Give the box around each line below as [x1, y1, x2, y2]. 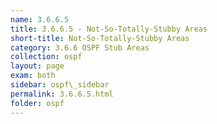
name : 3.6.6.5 [10, 14, 70, 25]
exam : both [10, 71, 56, 81]
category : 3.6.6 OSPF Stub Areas [10, 42, 150, 53]
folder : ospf [10, 98, 65, 108]
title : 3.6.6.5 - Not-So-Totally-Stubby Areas [10, 24, 208, 34]
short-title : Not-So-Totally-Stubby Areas [10, 33, 190, 43]
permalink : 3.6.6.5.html [10, 89, 114, 99]
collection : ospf [10, 52, 83, 62]
